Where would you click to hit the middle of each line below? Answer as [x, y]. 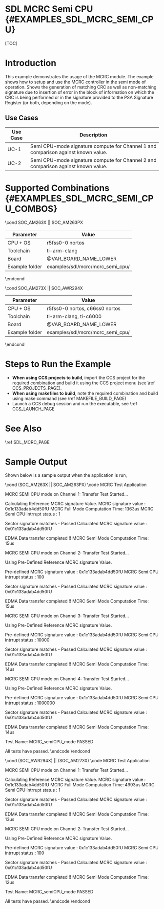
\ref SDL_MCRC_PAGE [27, 442]
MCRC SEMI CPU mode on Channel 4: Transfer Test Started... [67, 679]
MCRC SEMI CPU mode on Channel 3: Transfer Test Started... [67, 616]
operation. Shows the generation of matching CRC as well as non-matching [81, 87]
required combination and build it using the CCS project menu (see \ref [83, 383]
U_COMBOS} [31, 209]
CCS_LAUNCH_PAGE [33, 409]
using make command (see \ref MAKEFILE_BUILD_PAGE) [69, 398]
